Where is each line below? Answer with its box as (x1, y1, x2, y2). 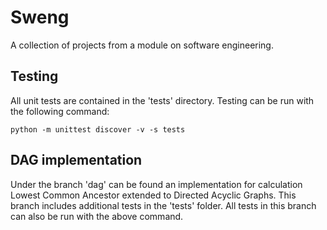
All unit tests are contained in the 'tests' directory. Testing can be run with (10, 94, 315, 106)
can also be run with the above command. (10, 210, 184, 222)
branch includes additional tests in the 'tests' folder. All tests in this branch (10, 199, 317, 211)
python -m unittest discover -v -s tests (10, 124, 186, 135)
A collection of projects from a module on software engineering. (10, 39, 274, 51)
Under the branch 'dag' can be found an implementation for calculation (10, 178, 303, 190)
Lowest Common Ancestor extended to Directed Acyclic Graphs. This (10, 189, 297, 201)
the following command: (10, 105, 110, 117)
